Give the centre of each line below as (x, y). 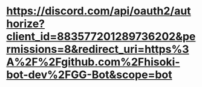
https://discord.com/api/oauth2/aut (99, 11)
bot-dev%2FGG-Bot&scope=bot (89, 75)
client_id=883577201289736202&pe (101, 37)
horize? (26, 24)
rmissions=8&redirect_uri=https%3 (98, 49)
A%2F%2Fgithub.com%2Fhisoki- (93, 62)
